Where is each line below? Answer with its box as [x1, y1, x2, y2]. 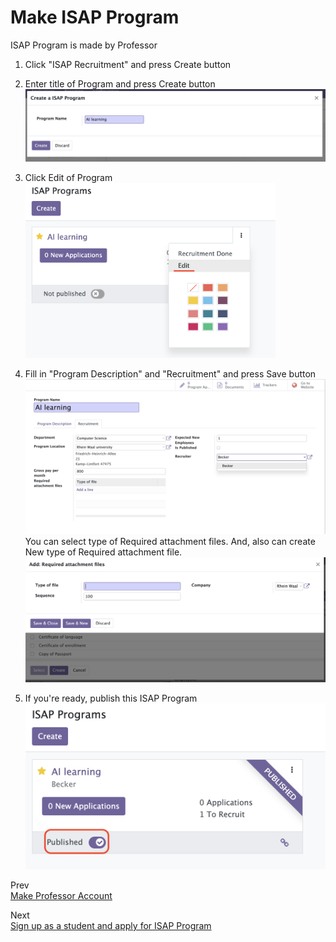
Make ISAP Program [10, 6, 180, 29]
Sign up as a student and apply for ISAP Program [10, 919, 212, 931]
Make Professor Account [10, 889, 113, 901]
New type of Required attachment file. [24, 546, 183, 558]
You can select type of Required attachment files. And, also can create [24, 536, 316, 548]
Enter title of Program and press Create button [24, 77, 216, 90]
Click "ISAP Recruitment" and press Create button [24, 58, 232, 70]
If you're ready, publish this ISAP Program [24, 692, 198, 705]
